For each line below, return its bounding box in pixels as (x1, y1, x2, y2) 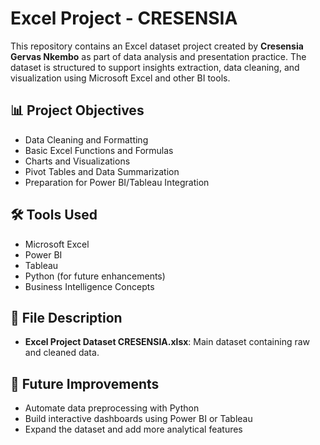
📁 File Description (10, 309, 123, 326)
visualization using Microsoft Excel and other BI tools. (10, 72, 231, 84)
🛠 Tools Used (10, 207, 98, 224)
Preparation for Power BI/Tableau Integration (24, 176, 210, 188)
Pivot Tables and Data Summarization (24, 165, 180, 177)
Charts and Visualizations (24, 155, 131, 167)
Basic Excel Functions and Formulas (24, 144, 174, 156)
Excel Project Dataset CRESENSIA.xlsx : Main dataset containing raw (24, 336, 311, 348)
